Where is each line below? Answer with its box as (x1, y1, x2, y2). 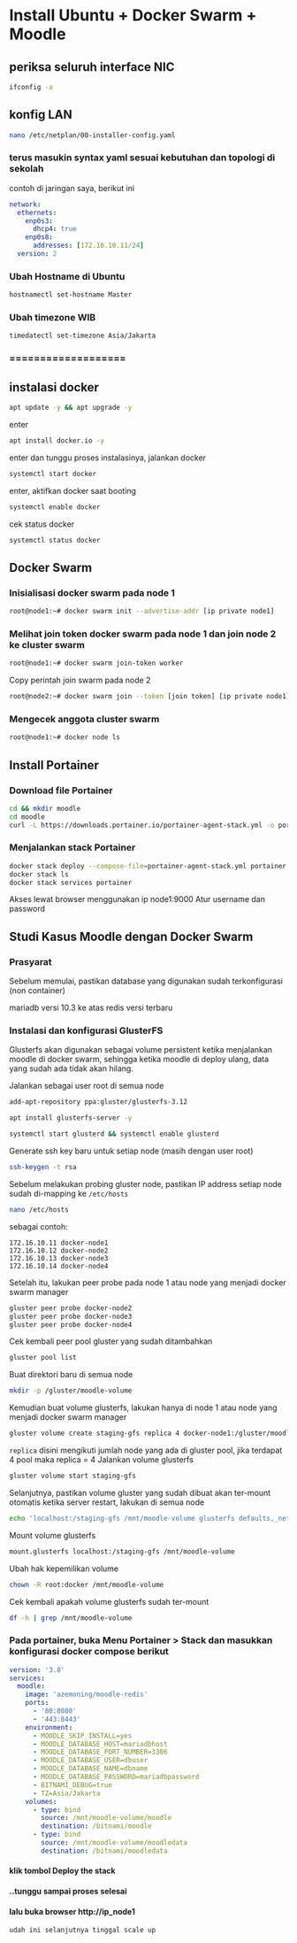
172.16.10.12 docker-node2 (9, 1245, 109, 1255)
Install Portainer (9, 758, 100, 773)
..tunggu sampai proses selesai (9, 1886, 127, 1897)
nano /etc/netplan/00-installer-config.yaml (9, 130, 176, 140)
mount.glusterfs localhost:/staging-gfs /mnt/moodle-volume (9, 1546, 236, 1556)
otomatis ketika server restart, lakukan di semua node (9, 1497, 205, 1507)
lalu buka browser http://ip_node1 (9, 1906, 135, 1916)
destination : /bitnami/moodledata (41, 1847, 168, 1855)
